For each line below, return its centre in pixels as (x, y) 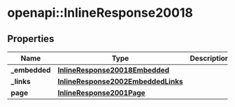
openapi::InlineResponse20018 (100, 13)
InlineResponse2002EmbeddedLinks (120, 81)
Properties (31, 39)
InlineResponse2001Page (101, 93)
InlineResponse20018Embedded (114, 70)
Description (210, 58)
